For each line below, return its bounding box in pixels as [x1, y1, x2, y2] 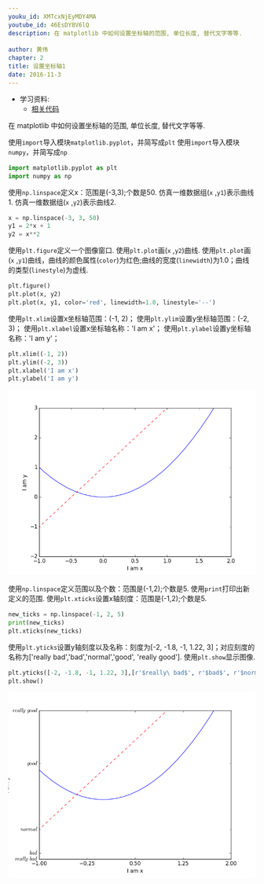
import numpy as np [8, 172, 72, 180]
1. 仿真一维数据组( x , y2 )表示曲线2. [8, 197, 116, 207]
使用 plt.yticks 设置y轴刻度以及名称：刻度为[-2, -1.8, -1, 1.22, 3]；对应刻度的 [8, 642, 255, 651]
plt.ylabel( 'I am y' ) [8, 375, 79, 383]
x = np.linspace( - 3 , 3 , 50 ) [8, 214, 101, 222]
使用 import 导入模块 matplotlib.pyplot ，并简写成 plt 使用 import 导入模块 [8, 138, 240, 147]
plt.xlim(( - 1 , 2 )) [8, 350, 68, 358]
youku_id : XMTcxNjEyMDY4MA [8, 13, 97, 20]
